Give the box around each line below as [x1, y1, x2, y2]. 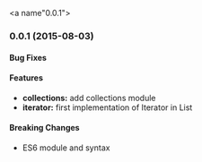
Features [9, 72, 43, 83]
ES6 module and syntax [22, 142, 110, 153]
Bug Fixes [9, 52, 48, 63]
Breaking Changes [9, 123, 80, 133]
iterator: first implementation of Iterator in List [22, 102, 193, 113]
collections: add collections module [22, 92, 156, 103]
